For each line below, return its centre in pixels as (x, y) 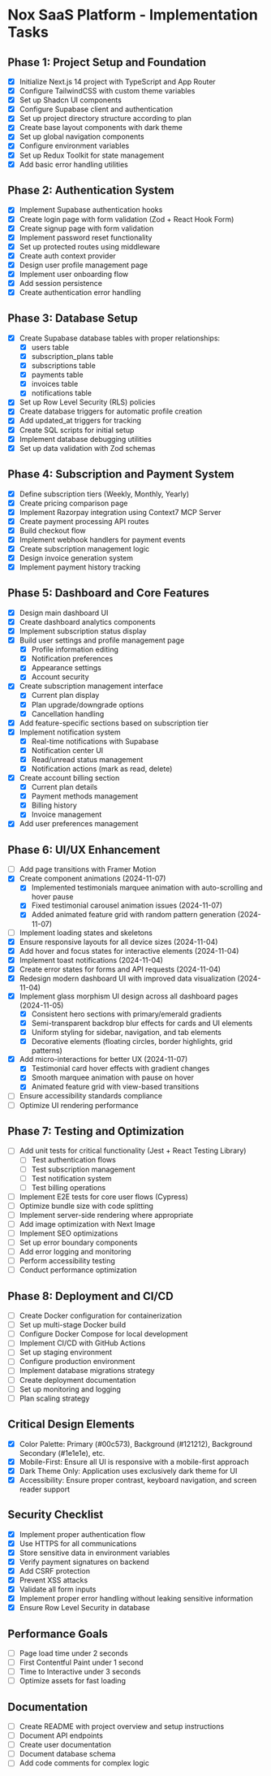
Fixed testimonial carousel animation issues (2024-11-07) (127, 905)
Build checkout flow (52, 531)
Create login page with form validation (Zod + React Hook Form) (127, 219)
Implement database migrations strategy (87, 1371)
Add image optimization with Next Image (87, 1224)
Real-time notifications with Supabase (95, 741)
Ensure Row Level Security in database (85, 1608)
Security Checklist (56, 1515)
